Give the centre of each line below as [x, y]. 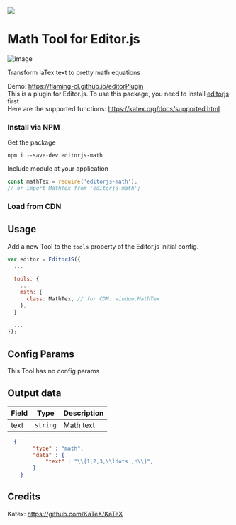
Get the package [32, 142]
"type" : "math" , [58, 448]
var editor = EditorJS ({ [44, 259]
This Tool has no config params [54, 371]
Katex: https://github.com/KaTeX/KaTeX [65, 514]
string [45, 425]
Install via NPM [34, 127]
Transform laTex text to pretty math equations [74, 72]
